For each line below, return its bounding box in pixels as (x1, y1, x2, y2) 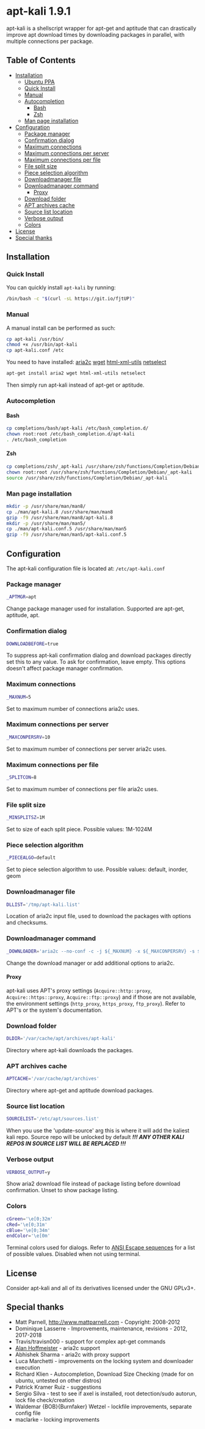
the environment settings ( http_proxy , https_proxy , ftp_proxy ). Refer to (6, 1000, 185, 1007)
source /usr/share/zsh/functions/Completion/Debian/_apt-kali (6, 475, 168, 481)
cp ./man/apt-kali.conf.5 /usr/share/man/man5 (6, 526, 127, 532)
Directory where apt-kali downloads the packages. (6, 1046, 134, 1053)
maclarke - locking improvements (15, 1416, 99, 1423)
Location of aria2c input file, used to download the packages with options (6, 913, 192, 920)
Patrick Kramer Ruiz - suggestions (15, 1383, 102, 1390)
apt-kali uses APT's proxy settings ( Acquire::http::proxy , (6, 987, 153, 994)
